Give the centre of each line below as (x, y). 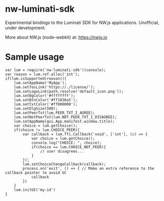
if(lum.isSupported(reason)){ (36, 78)
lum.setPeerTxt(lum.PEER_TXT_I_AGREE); (55, 113)
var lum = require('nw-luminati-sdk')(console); (56, 70)
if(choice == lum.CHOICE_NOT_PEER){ (69, 147)
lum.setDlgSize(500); (36, 109)
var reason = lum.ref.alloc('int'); (42, 74)
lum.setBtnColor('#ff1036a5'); (46, 100)
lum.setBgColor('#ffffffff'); (45, 96)
